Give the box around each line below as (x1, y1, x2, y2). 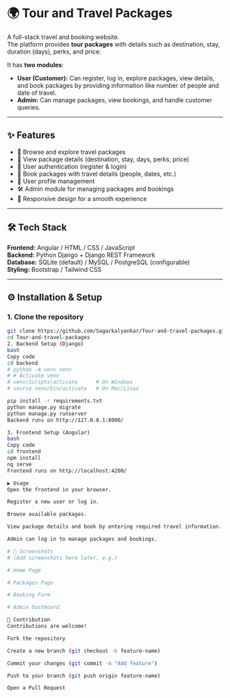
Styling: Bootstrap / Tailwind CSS (7, 265, 102, 273)
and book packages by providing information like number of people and (16, 81, 219, 89)
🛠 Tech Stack (7, 222, 67, 233)
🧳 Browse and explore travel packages (16, 148, 126, 156)
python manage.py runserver (7, 410, 88, 417)
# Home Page (7, 567, 41, 574)
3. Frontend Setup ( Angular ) (7, 429, 90, 436)
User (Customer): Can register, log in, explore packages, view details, (16, 73, 215, 82)
